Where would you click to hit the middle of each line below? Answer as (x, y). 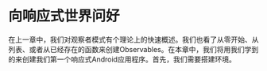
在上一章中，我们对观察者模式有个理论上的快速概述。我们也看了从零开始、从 (133, 39)
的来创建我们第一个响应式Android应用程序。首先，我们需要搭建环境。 (122, 59)
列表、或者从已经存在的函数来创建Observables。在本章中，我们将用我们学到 (133, 49)
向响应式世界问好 (64, 16)
